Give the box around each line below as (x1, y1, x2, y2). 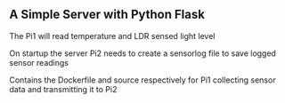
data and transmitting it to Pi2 (9, 83, 118, 94)
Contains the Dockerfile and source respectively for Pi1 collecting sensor (9, 75, 276, 85)
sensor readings (9, 57, 69, 67)
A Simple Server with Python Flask (9, 7, 205, 22)
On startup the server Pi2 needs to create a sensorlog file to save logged (9, 48, 276, 59)
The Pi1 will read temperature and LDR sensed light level (9, 30, 216, 41)
